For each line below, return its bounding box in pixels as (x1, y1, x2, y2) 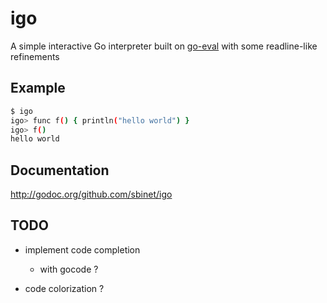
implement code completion (24, 243, 141, 256)
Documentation (10, 162, 110, 179)
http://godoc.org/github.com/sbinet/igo (10, 188, 173, 201)
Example (10, 80, 66, 97)
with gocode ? (39, 263, 99, 275)
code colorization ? (24, 282, 105, 294)
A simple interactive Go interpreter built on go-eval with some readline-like (10, 40, 318, 52)
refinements (10, 50, 60, 62)
